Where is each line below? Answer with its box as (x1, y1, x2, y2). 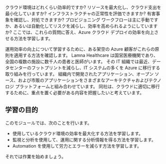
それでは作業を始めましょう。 (5, 154, 66, 160)
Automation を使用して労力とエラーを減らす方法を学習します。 (12, 143, 142, 149)
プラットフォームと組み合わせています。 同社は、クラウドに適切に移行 (14, 84, 161, 89)
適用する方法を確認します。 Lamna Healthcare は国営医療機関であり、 (13, 52, 159, 58)
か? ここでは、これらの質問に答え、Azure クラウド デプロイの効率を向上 (5, 29, 155, 35)
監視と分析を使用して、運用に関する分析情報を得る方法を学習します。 (12, 137, 156, 143)
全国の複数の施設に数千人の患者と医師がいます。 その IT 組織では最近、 (5, 59, 153, 64)
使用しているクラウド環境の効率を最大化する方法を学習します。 (12, 130, 143, 136)
